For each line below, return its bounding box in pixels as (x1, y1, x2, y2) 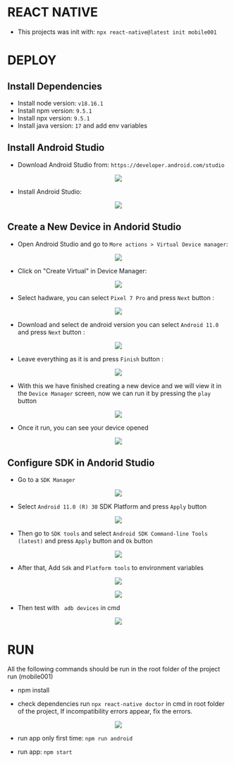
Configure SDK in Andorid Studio (7, 457, 155, 469)
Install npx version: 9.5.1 (17, 113, 90, 122)
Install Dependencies (7, 80, 102, 92)
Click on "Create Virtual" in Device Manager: (17, 266, 147, 275)
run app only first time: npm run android (17, 734, 133, 743)
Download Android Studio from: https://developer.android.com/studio (17, 160, 225, 169)
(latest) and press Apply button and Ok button (17, 537, 153, 545)
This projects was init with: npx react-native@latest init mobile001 (17, 27, 217, 36)
